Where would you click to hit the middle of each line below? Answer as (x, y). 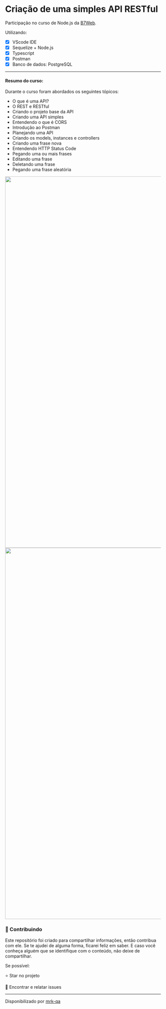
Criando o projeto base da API (43, 112)
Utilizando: (16, 32)
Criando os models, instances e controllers (56, 138)
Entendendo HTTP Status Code (44, 149)
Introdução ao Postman (36, 128)
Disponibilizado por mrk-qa (33, 1001)
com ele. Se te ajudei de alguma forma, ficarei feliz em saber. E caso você (80, 945)
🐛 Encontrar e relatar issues (33, 987)
